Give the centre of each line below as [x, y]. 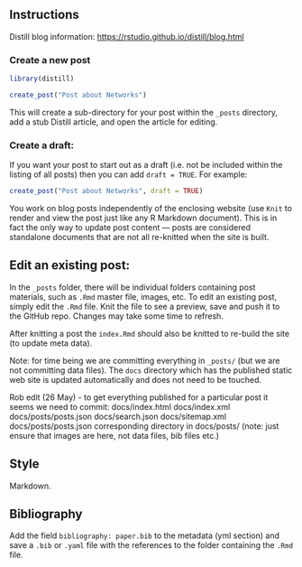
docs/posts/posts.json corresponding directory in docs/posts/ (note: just [144, 426]
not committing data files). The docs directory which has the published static [151, 370]
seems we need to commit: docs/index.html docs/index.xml [120, 406]
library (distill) [42, 79]
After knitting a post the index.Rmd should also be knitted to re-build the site [150, 333]
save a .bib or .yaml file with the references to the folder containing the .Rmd [151, 545]
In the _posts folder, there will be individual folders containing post [133, 287]
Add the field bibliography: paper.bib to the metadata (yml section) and [144, 535]
